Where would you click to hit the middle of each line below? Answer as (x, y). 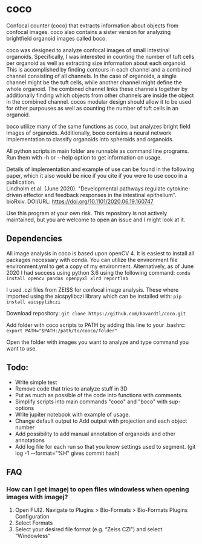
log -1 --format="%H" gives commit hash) (67, 453)
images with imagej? (37, 497)
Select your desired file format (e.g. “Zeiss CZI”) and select (89, 529)
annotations (30, 440)
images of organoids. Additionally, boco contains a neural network (89, 133)
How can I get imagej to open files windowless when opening (98, 489)
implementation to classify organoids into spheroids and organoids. (90, 139)
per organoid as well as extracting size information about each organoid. (97, 63)
